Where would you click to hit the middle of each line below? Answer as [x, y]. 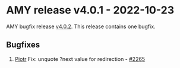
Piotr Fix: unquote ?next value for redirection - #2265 [80, 59]
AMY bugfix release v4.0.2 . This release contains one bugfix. [81, 26]
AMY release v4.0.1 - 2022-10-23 [90, 10]
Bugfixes [23, 45]
